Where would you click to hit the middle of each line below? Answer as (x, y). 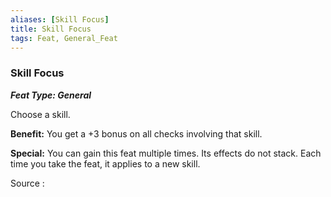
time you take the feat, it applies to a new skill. (105, 163)
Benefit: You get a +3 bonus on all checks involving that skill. (136, 133)
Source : (27, 183)
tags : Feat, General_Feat (64, 38)
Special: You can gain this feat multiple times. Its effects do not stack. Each (166, 153)
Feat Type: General (51, 95)
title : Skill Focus (51, 29)
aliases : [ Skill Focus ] (60, 19)
